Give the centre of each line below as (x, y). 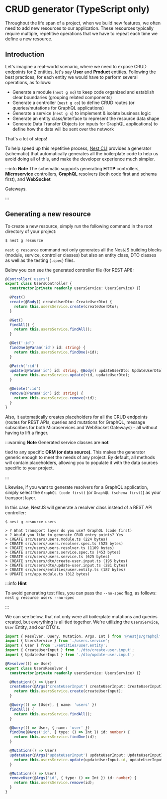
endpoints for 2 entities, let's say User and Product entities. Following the (81, 72)
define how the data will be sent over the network (63, 129)
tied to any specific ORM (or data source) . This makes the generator (75, 452)
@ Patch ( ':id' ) (24, 366)
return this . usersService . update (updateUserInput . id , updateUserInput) (90, 760)
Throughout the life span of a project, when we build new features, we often (83, 23)
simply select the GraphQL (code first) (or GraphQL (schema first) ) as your (83, 492)
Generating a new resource (48, 214)
